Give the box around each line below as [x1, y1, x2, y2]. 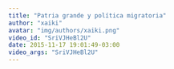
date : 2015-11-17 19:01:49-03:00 [8, 41, 120, 49]
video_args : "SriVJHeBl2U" [8, 48, 99, 56]
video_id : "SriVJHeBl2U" [8, 33, 91, 42]
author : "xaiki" [8, 19, 63, 27]
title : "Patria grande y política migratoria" [8, 11, 167, 20]
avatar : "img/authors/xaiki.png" [8, 26, 120, 34]
